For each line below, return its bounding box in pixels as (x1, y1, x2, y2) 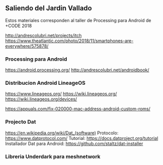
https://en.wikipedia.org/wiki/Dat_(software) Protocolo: (5, 130, 119, 136)
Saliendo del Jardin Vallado (5, 4, 92, 13)
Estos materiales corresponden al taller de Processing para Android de (5, 17, 151, 23)
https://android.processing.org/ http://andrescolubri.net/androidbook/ (5, 67, 149, 73)
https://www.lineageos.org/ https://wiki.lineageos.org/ (5, 91, 117, 97)
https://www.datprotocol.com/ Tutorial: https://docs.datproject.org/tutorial (5, 135, 158, 141)
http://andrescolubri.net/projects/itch (5, 32, 82, 38)
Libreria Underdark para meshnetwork (5, 153, 101, 160)
